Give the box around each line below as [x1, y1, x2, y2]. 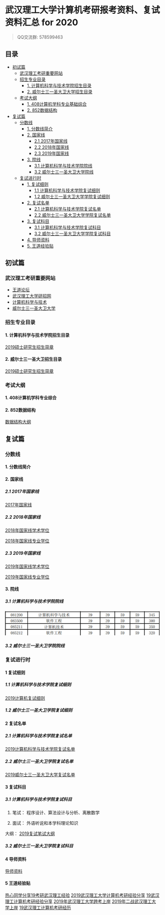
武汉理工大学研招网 [12, 293, 52, 299]
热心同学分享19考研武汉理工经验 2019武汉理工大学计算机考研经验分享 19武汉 [5, 892, 160, 898]
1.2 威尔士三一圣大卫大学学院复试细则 [34, 193, 110, 199]
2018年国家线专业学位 [5, 537, 50, 543]
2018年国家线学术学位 [5, 527, 50, 533]
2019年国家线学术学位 [5, 563, 50, 569]
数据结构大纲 [5, 419, 31, 425]
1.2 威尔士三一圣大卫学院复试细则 [5, 707, 73, 713]
